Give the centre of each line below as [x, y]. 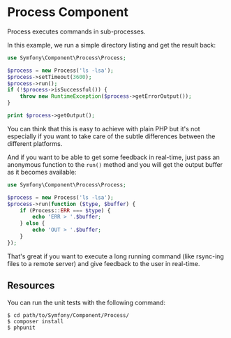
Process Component [68, 12]
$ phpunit [22, 328]
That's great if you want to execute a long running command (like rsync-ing [116, 256]
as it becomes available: [42, 172]
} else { [32, 223]
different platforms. [35, 143]
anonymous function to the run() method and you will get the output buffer [115, 164]
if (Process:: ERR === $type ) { [65, 210]
